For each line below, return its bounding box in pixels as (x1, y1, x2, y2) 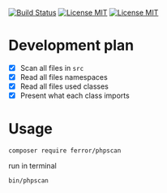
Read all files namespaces (19, 72, 108, 81)
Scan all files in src (19, 63, 84, 72)
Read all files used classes (19, 81, 109, 91)
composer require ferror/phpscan (8, 147, 122, 155)
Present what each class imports (19, 90, 130, 101)
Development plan (8, 37, 135, 55)
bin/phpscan (8, 177, 49, 185)
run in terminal (8, 161, 57, 171)
